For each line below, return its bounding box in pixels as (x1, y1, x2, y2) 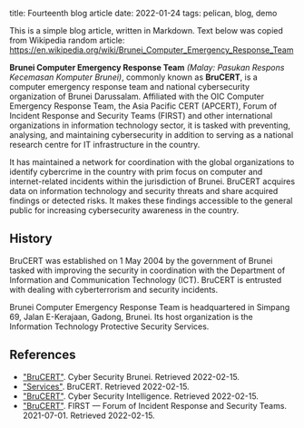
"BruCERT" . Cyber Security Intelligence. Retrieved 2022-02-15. (22, 390, 259, 402)
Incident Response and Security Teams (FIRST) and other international (9, 111, 273, 121)
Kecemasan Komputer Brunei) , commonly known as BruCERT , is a (9, 72, 259, 83)
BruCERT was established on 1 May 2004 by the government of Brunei (9, 255, 273, 266)
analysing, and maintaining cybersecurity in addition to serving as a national (9, 130, 294, 140)
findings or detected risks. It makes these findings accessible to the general (9, 195, 293, 206)
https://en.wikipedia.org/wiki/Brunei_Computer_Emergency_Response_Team (9, 44, 294, 55)
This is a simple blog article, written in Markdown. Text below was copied (9, 25, 284, 35)
